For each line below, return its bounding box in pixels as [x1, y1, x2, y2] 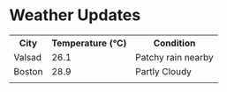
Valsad [13, 51, 42, 63]
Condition [153, 37, 196, 49]
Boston [13, 65, 43, 77]
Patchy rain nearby [135, 51, 214, 63]
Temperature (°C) [51, 37, 127, 49]
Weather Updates [9, 5, 141, 25]
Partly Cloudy [135, 65, 193, 77]
